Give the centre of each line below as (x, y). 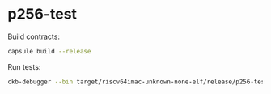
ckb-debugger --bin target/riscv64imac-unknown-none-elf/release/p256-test (138, 82)
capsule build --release (49, 51)
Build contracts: (34, 36)
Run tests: (24, 66)
